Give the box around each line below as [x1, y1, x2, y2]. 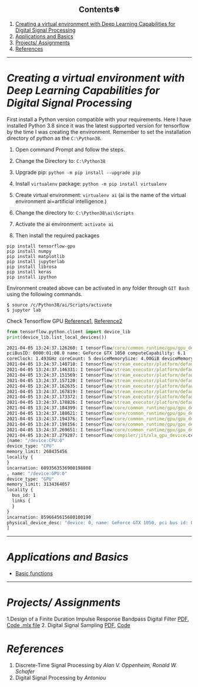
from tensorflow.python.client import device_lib [6, 329, 131, 334]
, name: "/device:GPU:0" [6, 470, 68, 477]
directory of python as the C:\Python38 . [6, 135, 102, 142]
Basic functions [15, 570, 53, 577]
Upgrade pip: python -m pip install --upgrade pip [15, 169, 141, 176]
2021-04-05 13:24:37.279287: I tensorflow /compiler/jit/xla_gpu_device [6, 432, 186, 438]
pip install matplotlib [6, 253, 65, 259]
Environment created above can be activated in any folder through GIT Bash [6, 284, 190, 291]
